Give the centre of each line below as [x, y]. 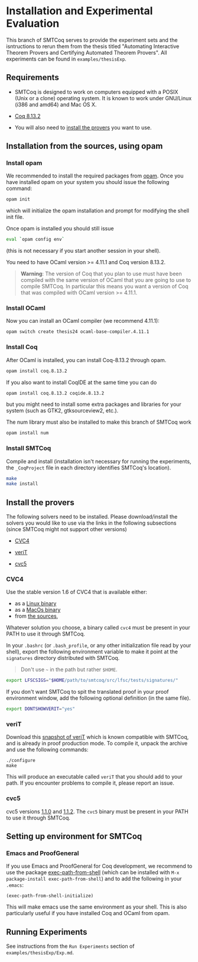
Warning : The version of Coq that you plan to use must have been [101, 274]
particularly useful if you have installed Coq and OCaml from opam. [88, 913]
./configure [21, 761]
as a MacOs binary [38, 610]
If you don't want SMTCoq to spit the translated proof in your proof [88, 692]
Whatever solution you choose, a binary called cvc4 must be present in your [98, 628]
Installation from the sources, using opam [85, 146]
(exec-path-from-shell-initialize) [50, 896]
